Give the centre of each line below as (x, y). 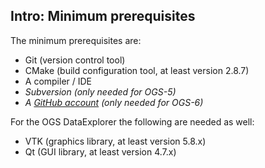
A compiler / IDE (58, 81)
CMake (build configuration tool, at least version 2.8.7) (137, 70)
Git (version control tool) (75, 60)
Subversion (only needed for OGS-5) (100, 91)
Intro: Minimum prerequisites (103, 16)
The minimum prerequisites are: (76, 40)
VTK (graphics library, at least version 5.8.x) (115, 141)
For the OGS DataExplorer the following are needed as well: (132, 121)
